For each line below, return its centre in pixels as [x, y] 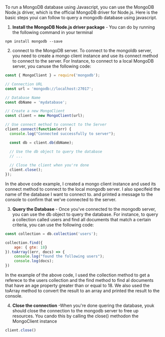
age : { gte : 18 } [31, 247]
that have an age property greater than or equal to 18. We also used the [78, 286]
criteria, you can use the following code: [53, 225]
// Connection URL [24, 84]
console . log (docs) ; [34, 261]
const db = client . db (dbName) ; [42, 142]
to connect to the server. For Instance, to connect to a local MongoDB [83, 61]
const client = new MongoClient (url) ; [45, 116]
